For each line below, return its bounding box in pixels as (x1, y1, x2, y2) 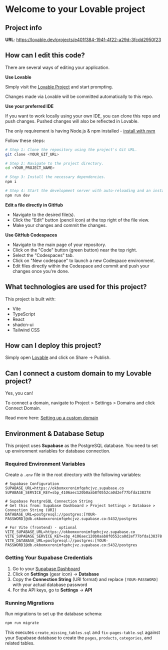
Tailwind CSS (12, 326, 40, 333)
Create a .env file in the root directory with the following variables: (5, 471, 141, 478)
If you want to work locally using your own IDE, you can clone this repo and (5, 112, 160, 118)
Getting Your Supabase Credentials (5, 554, 93, 561)
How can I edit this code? (5, 51, 85, 59)
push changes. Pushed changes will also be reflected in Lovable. (5, 118, 139, 124)
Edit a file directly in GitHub (5, 201, 63, 208)
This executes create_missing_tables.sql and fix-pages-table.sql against (5, 629, 160, 635)
